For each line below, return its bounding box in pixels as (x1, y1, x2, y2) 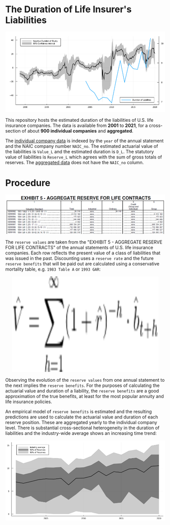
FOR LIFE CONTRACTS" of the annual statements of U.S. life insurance (5, 244, 153, 250)
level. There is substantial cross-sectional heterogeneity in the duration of (5, 425, 160, 431)
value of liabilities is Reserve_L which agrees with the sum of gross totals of (5, 154, 162, 160)
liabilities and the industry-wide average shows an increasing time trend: (5, 430, 157, 436)
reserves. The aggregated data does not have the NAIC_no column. (5, 159, 144, 165)
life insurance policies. (5, 399, 52, 405)
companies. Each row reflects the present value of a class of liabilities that (5, 250, 161, 256)
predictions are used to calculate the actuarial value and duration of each (5, 414, 158, 420)
